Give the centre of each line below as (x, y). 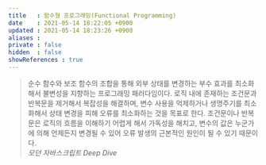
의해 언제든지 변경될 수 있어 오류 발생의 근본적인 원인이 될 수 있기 (137, 132)
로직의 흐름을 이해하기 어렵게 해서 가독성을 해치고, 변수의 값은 (138, 123)
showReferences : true (46, 60)
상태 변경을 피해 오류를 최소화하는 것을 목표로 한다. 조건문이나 (144, 113)
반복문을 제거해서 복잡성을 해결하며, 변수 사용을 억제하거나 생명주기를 (135, 103)
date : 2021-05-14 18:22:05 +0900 (71, 23)
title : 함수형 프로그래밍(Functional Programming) (93, 15)
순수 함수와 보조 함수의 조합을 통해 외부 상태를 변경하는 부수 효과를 (130, 83)
